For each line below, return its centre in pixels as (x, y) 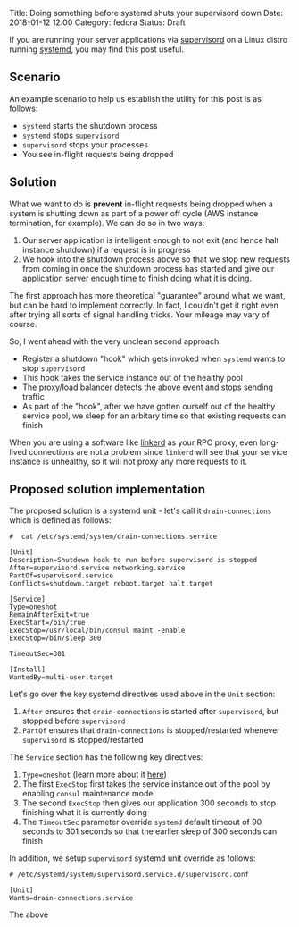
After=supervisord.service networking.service (97, 568)
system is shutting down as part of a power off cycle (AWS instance (134, 213)
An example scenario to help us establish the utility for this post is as (135, 98)
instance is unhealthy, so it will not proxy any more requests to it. (129, 461)
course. (23, 324)
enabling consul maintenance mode (87, 794)
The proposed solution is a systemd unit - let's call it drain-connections (141, 511)
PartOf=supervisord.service (62, 576)
